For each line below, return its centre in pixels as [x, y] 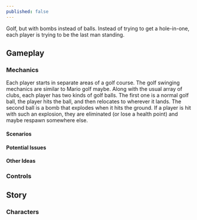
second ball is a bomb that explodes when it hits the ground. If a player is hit [99, 108]
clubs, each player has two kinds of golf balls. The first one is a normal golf [97, 96]
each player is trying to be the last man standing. [65, 35]
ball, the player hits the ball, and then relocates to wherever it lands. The [94, 101]
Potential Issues [26, 147]
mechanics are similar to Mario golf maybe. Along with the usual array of [94, 89]
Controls [19, 176]
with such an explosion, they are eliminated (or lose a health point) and [92, 114]
